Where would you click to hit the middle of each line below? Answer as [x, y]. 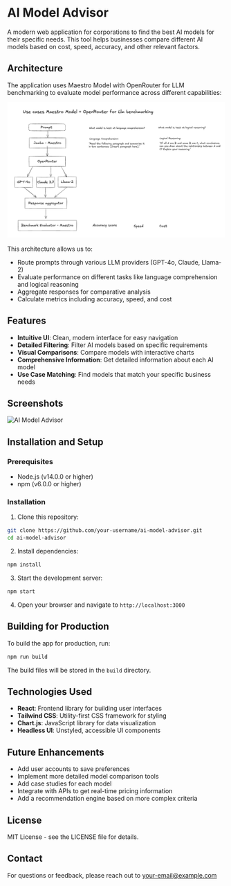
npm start [21, 592]
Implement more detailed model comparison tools [88, 777]
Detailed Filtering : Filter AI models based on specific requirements [112, 345]
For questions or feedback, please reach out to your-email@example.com [112, 875]
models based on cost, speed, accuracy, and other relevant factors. [104, 46]
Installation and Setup [55, 442]
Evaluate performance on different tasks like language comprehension [117, 277]
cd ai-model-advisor [37, 538]
